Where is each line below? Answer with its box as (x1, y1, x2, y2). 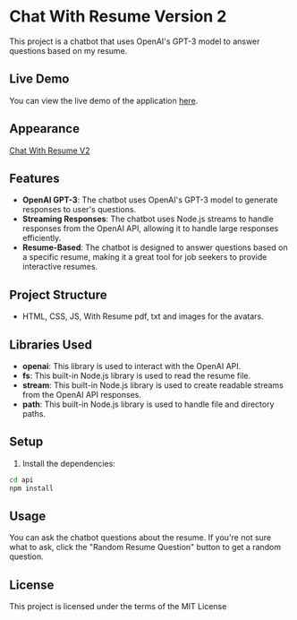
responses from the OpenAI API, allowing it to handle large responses (21, 223, 279, 234)
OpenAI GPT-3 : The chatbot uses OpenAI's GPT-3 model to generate (21, 194, 278, 205)
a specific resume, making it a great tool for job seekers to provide (21, 252, 267, 263)
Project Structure (9, 287, 107, 302)
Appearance (9, 121, 81, 136)
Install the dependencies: (21, 458, 116, 469)
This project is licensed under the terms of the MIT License (9, 601, 227, 612)
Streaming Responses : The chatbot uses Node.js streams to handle (21, 213, 275, 225)
